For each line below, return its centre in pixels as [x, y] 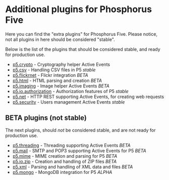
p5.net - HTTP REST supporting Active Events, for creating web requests [88, 97]
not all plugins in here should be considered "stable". [60, 39]
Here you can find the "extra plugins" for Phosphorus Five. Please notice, [81, 34]
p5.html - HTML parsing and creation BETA [57, 80]
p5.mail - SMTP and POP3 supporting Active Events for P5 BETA [79, 151]
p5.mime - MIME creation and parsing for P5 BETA [65, 156]
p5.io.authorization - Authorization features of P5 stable [70, 91]
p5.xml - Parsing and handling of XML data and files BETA [73, 167]
